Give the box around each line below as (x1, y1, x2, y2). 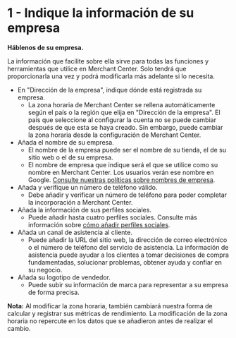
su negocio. (27, 265, 63, 274)
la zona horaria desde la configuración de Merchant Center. (27, 131, 201, 139)
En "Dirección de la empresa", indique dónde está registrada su (17, 85, 202, 94)
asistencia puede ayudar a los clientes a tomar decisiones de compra (27, 251, 229, 259)
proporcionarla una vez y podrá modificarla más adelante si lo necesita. (7, 72, 215, 80)
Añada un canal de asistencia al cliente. (17, 228, 132, 236)
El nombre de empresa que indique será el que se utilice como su (27, 160, 218, 169)
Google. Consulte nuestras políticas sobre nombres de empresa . (27, 175, 216, 184)
